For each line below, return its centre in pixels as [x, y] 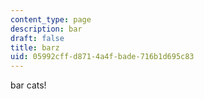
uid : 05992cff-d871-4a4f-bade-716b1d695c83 [102, 57]
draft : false [37, 38]
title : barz [35, 47]
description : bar [46, 29]
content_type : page [51, 19]
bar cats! [28, 85]
